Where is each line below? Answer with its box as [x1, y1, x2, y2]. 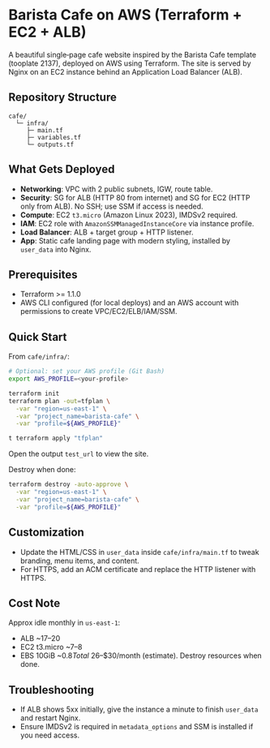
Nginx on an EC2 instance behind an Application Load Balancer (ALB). [8, 67, 243, 76]
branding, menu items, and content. [19, 556, 139, 565]
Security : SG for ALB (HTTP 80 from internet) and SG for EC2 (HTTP [19, 192, 251, 202]
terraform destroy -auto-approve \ [8, 480, 129, 488]
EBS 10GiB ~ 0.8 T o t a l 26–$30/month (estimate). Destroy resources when [19, 651, 262, 660]
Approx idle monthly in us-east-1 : [8, 618, 121, 628]
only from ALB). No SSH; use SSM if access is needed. [19, 201, 204, 211]
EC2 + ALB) [8, 23, 87, 41]
